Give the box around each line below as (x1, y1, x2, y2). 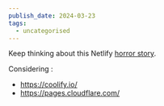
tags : (8, 19, 27, 27)
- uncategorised (15, 26, 70, 35)
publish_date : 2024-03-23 (8, 11, 95, 20)
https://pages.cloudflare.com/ (19, 88, 120, 98)
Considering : (8, 64, 54, 74)
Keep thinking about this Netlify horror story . (8, 49, 157, 59)
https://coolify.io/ (19, 79, 78, 89)
